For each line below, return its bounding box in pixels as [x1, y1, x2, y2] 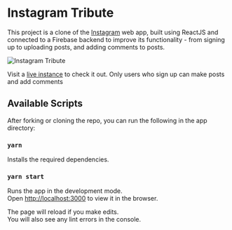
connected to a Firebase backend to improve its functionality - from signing [7, 35, 226, 43]
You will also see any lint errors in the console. [7, 215, 142, 224]
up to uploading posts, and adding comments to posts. [7, 43, 165, 51]
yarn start [7, 173, 44, 180]
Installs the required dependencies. [7, 155, 109, 164]
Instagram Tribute [7, 5, 114, 21]
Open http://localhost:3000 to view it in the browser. [7, 194, 158, 203]
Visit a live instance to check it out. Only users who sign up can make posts [7, 70, 225, 78]
